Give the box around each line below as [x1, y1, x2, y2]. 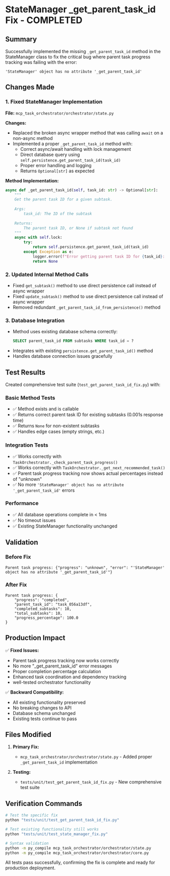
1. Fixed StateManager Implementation [5, 98, 103, 105]
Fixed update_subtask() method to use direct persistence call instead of [12, 293, 163, 299]
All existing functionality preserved [12, 699, 86, 705]
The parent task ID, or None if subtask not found [23, 225, 133, 230]
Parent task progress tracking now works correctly [12, 657, 120, 663]
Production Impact [5, 634, 66, 642]
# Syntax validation [5, 841, 49, 846]
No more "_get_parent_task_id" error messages [12, 663, 112, 669]
